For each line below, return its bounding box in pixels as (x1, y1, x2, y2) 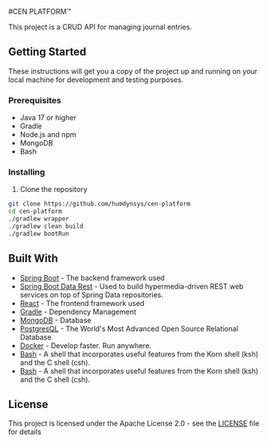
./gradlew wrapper (8, 215, 69, 223)
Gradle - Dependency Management (19, 307, 137, 316)
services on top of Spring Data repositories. (19, 290, 163, 300)
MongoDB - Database (19, 315, 92, 325)
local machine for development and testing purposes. (8, 75, 184, 84)
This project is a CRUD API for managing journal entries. (8, 22, 193, 31)
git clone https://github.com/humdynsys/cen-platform (8, 200, 191, 208)
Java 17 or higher (19, 113, 77, 123)
